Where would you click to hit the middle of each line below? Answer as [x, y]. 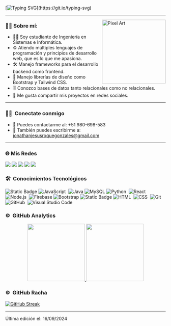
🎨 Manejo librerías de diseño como [49, 77]
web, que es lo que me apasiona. [47, 59]
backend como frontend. [39, 72]
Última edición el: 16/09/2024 [36, 318]
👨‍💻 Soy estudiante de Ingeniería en [49, 37]
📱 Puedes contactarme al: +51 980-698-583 [59, 124]
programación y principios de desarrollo [54, 53]
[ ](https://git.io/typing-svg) [48, 8]
